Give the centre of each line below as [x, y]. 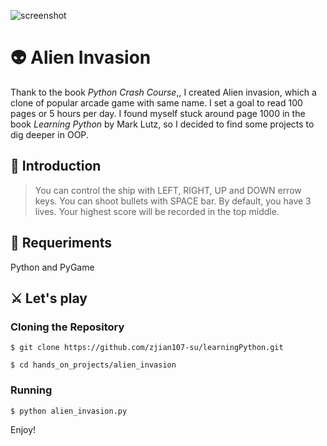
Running [31, 390]
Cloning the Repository [67, 327]
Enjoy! [23, 429]
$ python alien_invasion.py [69, 411]
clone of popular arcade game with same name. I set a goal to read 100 [156, 102]
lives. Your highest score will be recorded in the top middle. [157, 211]
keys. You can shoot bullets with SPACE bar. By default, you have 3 [173, 201]
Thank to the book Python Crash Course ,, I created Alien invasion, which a [163, 92]
